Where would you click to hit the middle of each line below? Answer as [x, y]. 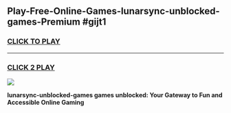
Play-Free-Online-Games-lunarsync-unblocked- [113, 11]
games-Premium [44, 22]
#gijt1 [94, 22]
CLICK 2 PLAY [31, 67]
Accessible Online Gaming [46, 102]
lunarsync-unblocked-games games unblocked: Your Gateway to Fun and [115, 95]
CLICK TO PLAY [34, 42]
